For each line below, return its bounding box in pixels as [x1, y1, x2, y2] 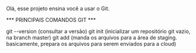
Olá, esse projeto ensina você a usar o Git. [6, 5, 110, 12]
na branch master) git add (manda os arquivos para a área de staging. [6, 34, 178, 41]
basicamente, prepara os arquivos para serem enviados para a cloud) [6, 41, 176, 47]
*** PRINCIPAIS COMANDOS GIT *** [6, 16, 96, 23]
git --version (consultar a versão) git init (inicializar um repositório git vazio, [6, 28, 191, 35]
